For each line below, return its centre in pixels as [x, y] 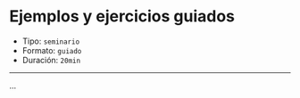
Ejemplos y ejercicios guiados [122, 16]
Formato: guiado [52, 50]
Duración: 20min [51, 60]
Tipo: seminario [51, 41]
